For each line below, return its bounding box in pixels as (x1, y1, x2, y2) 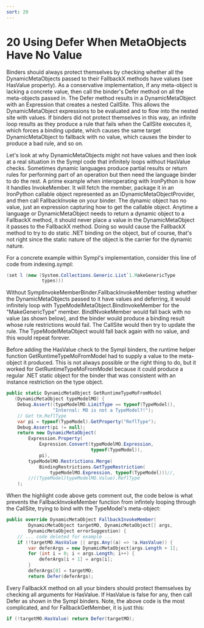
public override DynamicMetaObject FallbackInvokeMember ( (6, 516, 157, 523)
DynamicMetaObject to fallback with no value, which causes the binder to (6, 133, 192, 140)
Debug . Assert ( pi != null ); (17, 424, 86, 430)
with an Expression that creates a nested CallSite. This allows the (6, 101, 169, 108)
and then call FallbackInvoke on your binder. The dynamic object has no (6, 196, 187, 204)
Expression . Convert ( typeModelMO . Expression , (38, 441, 154, 448)
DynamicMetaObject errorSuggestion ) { (28, 528, 127, 534)
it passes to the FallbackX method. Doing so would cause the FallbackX (6, 223, 186, 230)
